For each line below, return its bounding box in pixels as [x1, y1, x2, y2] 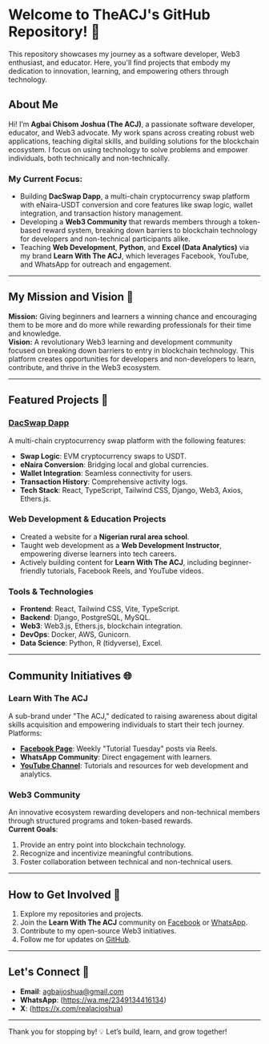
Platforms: [8, 728, 42, 738]
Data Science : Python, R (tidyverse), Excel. [19, 639, 163, 648]
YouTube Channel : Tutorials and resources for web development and [19, 760, 249, 770]
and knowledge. [8, 329, 62, 338]
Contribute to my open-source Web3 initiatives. [19, 925, 177, 935]
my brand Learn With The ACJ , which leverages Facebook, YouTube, [19, 251, 250, 261]
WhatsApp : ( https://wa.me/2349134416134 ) [19, 995, 167, 1005]
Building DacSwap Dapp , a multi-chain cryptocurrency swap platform [19, 191, 251, 201]
